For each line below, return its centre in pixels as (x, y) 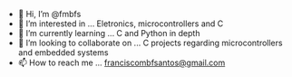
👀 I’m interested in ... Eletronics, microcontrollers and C (121, 24)
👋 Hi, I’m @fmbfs (49, 14)
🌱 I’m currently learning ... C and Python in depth (109, 33)
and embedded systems (63, 53)
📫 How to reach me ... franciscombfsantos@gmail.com (122, 63)
